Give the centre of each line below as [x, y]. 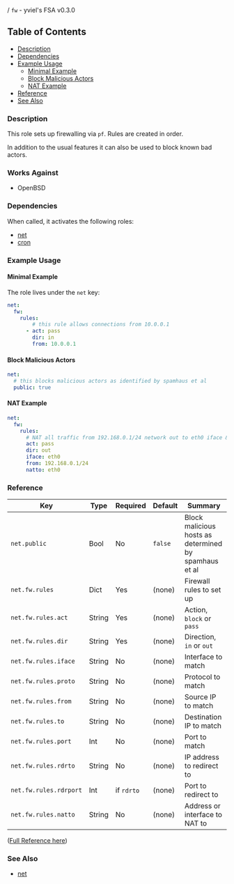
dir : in [43, 337]
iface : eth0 [43, 457]
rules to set [203, 590]
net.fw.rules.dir [39, 641]
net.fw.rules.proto [43, 681]
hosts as [198, 535]
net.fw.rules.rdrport [46, 790]
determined [203, 544]
